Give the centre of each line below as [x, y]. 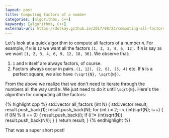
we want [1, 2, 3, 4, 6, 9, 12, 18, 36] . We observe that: [67, 54]
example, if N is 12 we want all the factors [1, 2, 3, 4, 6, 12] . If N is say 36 [83, 48]
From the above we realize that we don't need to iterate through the [75, 84]
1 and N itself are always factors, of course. [57, 63]
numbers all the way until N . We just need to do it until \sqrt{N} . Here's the [82, 89]
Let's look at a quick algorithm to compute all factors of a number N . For [79, 43]
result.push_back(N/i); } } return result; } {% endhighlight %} [68, 120]
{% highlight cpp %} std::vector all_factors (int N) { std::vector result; [76, 104]
